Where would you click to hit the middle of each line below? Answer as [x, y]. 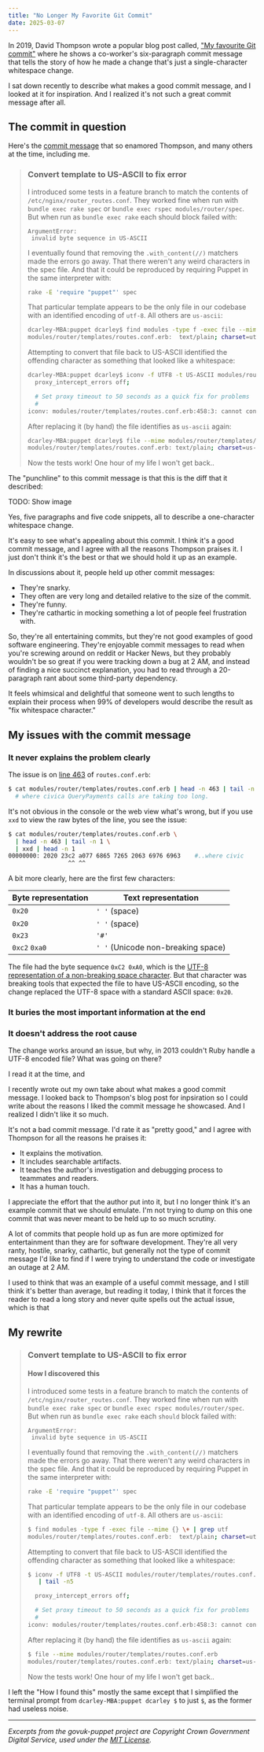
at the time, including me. [49, 154]
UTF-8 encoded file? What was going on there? [85, 1059]
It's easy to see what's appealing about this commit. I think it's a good [121, 540]
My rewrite [35, 1332]
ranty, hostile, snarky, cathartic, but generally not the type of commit [119, 1251]
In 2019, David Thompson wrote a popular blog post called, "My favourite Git [132, 45]
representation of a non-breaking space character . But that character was [128, 976]
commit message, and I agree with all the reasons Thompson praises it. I [125, 549]
